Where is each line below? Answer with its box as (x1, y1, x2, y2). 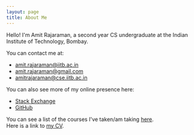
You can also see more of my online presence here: (6, 85, 135, 93)
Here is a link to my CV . (6, 122, 65, 129)
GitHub (15, 104, 33, 111)
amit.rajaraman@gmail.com (15, 67, 83, 74)
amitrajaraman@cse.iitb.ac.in (15, 74, 88, 81)
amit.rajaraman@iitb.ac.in (15, 61, 79, 68)
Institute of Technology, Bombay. (6, 38, 89, 45)
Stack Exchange (15, 97, 56, 105)
